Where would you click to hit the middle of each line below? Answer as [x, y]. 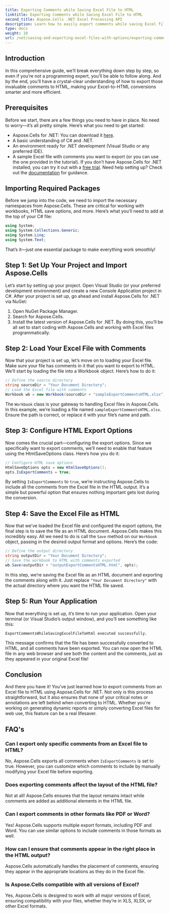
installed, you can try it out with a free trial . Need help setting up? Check [87, 167]
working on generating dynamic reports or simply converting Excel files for [83, 708]
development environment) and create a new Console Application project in [83, 291]
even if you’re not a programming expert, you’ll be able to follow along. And [83, 76]
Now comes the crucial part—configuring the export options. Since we [78, 443]
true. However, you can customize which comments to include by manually [83, 766]
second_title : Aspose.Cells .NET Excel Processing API [64, 19]
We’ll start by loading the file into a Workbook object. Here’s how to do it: [80, 371]
